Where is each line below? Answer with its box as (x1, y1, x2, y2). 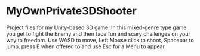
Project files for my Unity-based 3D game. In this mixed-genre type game (6, 24, 187, 31)
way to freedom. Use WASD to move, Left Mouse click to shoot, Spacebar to (6, 36, 194, 43)
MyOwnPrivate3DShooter (6, 4, 137, 18)
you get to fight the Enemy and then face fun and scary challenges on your (6, 30, 191, 37)
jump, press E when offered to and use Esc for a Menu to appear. (6, 43, 166, 50)
